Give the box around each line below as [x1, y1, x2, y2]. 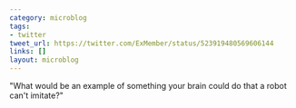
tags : [9, 22, 30, 31]
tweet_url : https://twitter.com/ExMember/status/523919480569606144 [9, 38, 274, 48]
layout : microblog [9, 55, 79, 64]
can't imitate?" [9, 90, 64, 101]
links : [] [9, 47, 47, 56]
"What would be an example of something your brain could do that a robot [9, 81, 288, 91]
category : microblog [9, 13, 88, 23]
